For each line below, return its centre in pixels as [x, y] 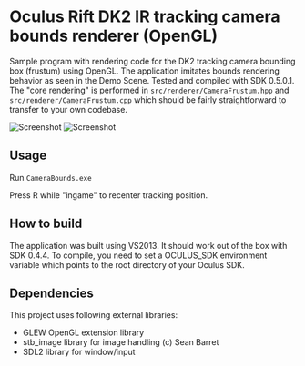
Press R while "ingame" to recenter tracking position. [108, 195]
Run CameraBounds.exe [51, 177]
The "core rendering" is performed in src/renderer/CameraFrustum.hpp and [149, 90]
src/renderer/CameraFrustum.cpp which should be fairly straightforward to [148, 99]
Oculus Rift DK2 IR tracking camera [145, 17]
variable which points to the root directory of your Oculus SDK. [127, 264]
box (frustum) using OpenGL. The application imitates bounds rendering [145, 71]
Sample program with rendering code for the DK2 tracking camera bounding [152, 61]
